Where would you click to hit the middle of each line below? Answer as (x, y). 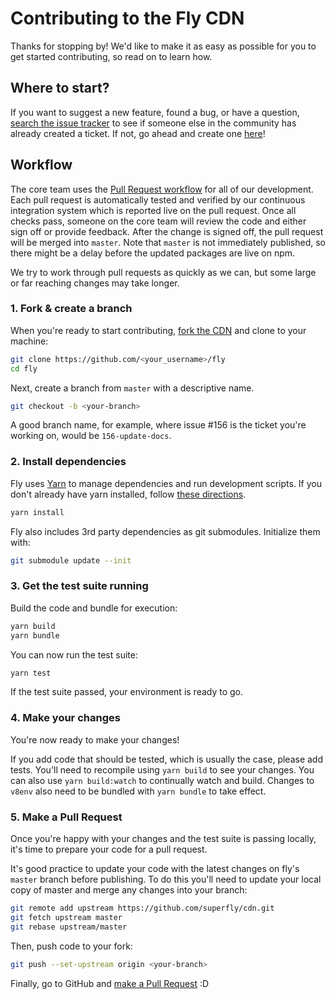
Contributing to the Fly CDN (127, 18)
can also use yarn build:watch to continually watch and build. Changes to (162, 780)
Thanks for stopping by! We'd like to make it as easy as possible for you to (163, 46)
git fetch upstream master (66, 917)
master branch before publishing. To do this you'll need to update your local (166, 879)
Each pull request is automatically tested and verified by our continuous (158, 199)
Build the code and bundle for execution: (94, 608)
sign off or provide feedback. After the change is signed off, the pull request (167, 231)
